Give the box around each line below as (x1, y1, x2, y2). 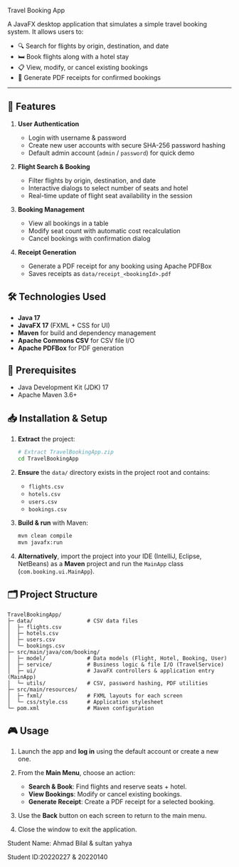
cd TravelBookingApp (17, 456, 79, 463)
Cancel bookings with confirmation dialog (28, 234, 151, 242)
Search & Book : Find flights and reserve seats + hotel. (28, 782, 187, 791)
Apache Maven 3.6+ (17, 391, 78, 399)
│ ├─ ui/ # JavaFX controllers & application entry (7, 667, 215, 674)
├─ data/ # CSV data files (7, 617, 139, 625)
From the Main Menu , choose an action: (17, 769, 136, 777)
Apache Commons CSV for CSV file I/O (17, 336, 135, 344)
